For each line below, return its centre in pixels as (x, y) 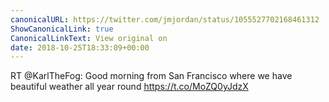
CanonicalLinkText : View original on (89, 38)
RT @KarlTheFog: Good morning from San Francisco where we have (151, 76)
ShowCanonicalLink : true (62, 29)
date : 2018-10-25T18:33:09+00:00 (80, 47)
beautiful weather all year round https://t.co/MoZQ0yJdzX (129, 87)
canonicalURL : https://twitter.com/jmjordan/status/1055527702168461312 (165, 19)
